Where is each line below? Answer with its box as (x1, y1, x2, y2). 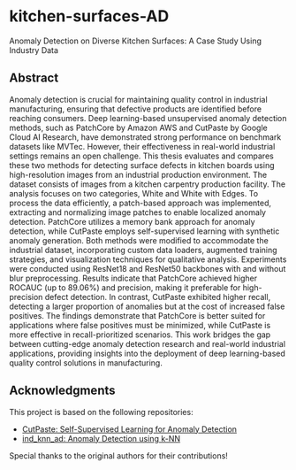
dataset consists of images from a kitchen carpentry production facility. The (9, 179, 285, 189)
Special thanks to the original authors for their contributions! (9, 450, 228, 461)
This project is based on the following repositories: (9, 406, 194, 417)
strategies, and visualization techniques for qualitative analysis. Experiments (9, 254, 287, 265)
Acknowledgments (9, 383, 117, 398)
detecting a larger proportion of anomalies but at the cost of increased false (9, 301, 285, 312)
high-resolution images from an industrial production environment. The (9, 169, 268, 180)
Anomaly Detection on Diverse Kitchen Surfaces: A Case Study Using (9, 35, 262, 46)
